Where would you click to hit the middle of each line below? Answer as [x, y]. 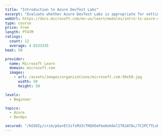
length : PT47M [19, 32]
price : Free [17, 28]
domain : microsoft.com [32, 68]
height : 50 [29, 86]
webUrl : [13, 18]
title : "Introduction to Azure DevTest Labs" [52, 9]
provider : [15, 59]
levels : [13, 95]
